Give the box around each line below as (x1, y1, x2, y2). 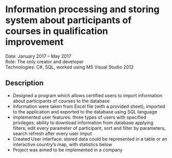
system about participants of (5, 14, 132, 26)
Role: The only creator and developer (5, 58, 84, 64)
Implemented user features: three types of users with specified (12, 114, 146, 120)
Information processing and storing (5, 4, 160, 15)
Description (5, 79, 44, 87)
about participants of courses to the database (12, 98, 110, 104)
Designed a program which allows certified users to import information (12, 92, 163, 98)
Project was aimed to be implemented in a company (12, 147, 123, 153)
